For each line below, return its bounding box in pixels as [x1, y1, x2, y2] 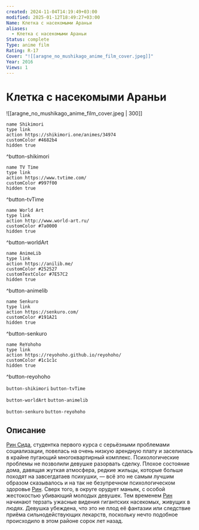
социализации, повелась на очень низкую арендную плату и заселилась [6, 447, 193, 455]
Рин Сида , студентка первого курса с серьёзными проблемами [6, 441, 170, 449]
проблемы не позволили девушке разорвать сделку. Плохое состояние [6, 460, 190, 467]
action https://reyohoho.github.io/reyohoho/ [6, 352, 121, 358]
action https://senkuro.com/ [6, 309, 79, 315]
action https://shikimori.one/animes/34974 [6, 132, 117, 138]
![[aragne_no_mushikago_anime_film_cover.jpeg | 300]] [6, 110, 143, 117]
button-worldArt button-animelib [6, 397, 88, 404]
